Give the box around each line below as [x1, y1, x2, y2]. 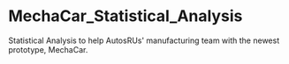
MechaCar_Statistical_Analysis [8, 6, 243, 26]
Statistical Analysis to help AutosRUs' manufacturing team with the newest [8, 35, 280, 46]
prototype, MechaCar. [8, 44, 88, 54]
